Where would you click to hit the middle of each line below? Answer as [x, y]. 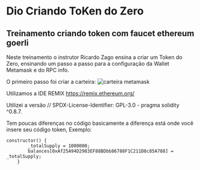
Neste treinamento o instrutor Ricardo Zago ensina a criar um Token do [94, 57]
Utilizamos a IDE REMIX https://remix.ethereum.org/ [70, 93]
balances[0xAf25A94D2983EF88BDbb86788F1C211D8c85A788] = [101, 151]
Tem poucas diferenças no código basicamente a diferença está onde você [100, 123]
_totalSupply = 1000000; [59, 146]
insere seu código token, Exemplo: [49, 130]
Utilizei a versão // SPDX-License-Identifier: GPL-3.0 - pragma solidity [93, 105]
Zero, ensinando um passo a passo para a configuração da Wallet [88, 64]
